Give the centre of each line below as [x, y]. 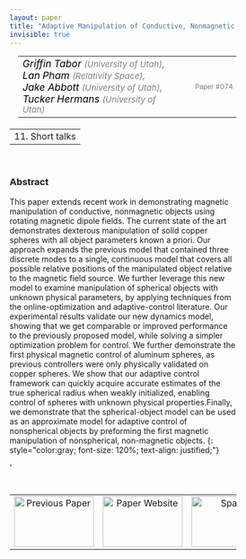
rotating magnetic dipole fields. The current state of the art [118, 220]
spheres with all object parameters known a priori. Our [110, 240]
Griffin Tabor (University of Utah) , [94, 64]
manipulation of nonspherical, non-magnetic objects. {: [111, 440]
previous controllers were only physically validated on [109, 364]
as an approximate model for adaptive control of [98, 421]
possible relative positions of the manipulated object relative [121, 268]
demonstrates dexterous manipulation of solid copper [109, 230]
